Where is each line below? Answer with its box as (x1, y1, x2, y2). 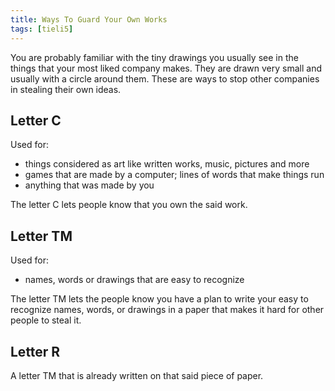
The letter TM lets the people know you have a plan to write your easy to (10, 293, 309, 305)
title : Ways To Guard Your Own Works (10, 14, 168, 25)
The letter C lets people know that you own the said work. (10, 199, 248, 211)
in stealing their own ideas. (10, 83, 122, 95)
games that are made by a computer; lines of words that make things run (24, 169, 325, 181)
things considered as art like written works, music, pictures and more (24, 158, 310, 170)
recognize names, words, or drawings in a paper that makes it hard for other (10, 304, 325, 316)
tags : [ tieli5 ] (10, 24, 74, 34)
